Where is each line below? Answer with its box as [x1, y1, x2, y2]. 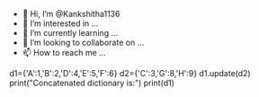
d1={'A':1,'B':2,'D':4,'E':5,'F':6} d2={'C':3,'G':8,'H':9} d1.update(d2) [9, 68, 251, 78]
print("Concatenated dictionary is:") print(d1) [9, 77, 175, 88]
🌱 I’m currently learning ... [22, 28, 119, 38]
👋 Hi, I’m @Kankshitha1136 [22, 9, 121, 19]
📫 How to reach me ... [22, 48, 106, 57]
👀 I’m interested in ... [22, 18, 99, 29]
